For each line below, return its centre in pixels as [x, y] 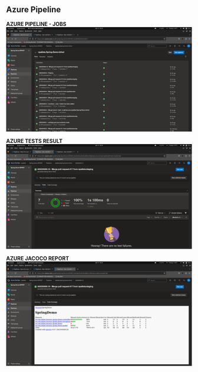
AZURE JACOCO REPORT [38, 258]
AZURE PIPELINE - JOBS [36, 24]
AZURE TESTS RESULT [34, 141]
